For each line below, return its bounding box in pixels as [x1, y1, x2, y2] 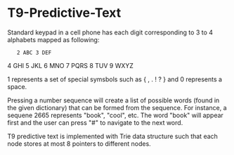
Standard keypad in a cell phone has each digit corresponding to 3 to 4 [7, 28, 213, 36]
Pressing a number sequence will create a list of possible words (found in [7, 96, 220, 105]
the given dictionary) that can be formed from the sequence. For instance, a [7, 103, 227, 112]
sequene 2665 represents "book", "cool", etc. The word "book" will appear [7, 111, 223, 119]
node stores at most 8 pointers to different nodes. [7, 139, 151, 148]
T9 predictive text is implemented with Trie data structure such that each [7, 132, 218, 140]
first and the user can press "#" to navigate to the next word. [7, 118, 183, 127]
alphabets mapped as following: [7, 35, 100, 43]
